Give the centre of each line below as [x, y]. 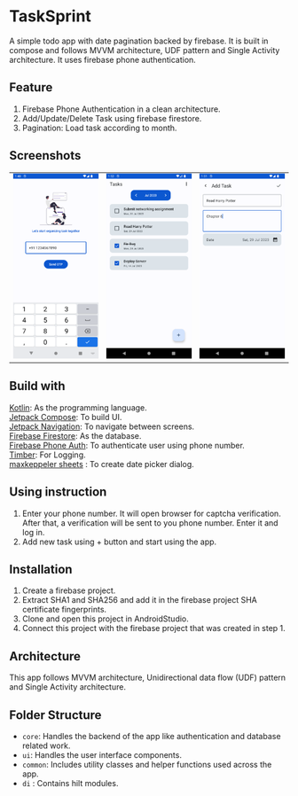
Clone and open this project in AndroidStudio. [105, 619]
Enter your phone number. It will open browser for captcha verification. [151, 513]
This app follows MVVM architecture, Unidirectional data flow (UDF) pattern [148, 678]
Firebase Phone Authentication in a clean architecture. [121, 109]
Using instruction [58, 492]
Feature [31, 87]
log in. [33, 532]
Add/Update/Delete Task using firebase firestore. [112, 118]
